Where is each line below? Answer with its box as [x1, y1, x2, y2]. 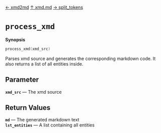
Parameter [5, 76, 39, 84]
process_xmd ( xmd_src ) [5, 46, 51, 51]
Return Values [5, 103, 51, 112]
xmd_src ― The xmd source [5, 89, 62, 95]
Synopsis [5, 36, 26, 42]
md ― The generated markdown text [5, 117, 79, 123]
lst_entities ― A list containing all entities [5, 122, 95, 128]
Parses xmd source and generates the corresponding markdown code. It [5, 55, 156, 61]
